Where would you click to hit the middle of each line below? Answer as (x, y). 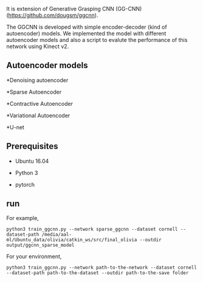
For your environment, (34, 256)
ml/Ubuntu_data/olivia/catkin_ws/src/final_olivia (72, 240)
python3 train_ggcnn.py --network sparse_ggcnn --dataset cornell (92, 229)
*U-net (15, 127)
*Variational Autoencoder (38, 115)
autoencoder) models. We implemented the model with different (86, 33)
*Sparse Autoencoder (34, 92)
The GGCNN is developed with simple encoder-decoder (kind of (87, 27)
